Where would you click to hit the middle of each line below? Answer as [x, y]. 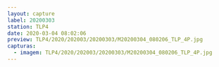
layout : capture [31, 14]
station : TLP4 [28, 27]
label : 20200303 [31, 20]
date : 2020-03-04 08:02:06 [47, 33]
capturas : [22, 46]
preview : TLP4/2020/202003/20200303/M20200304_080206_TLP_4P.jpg [105, 40]
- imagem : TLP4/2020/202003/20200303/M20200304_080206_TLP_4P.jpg [113, 53]
